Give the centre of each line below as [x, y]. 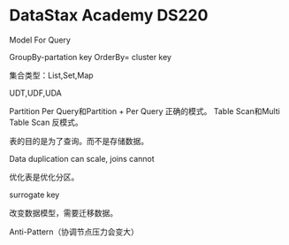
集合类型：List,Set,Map [52, 75]
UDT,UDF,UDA [35, 93]
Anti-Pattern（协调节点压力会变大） [74, 232]
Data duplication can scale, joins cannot [82, 158]
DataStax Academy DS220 [109, 15]
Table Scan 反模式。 [46, 122]
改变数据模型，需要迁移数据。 [63, 212]
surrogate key [34, 195]
